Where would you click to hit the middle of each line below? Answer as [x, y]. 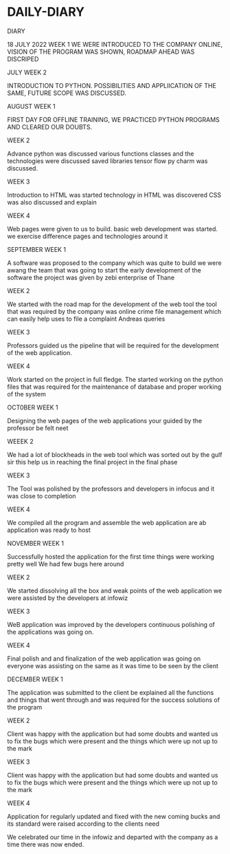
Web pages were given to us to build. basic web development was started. [113, 228]
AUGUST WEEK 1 [32, 106]
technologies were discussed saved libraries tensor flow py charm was [107, 161]
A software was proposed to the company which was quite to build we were [114, 263]
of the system [26, 394]
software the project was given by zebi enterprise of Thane [91, 277]
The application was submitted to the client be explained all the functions [111, 692]
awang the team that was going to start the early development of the [104, 270]
